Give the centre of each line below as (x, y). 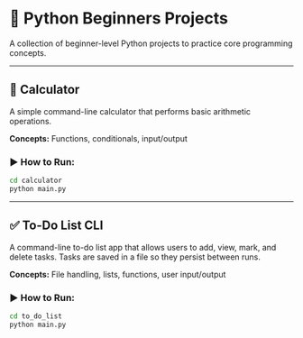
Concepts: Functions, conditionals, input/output (98, 138)
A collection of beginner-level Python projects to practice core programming (151, 43)
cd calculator (36, 181)
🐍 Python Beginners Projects (119, 18)
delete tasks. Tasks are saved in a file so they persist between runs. (135, 257)
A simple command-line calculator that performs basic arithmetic (130, 111)
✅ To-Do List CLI (56, 226)
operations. (31, 121)
